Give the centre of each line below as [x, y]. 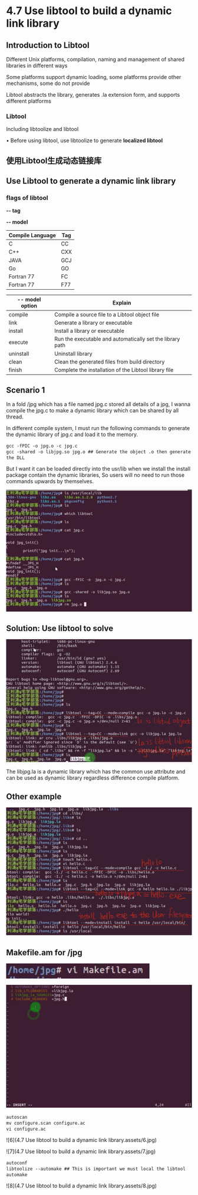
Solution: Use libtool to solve [60, 628]
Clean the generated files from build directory [110, 362]
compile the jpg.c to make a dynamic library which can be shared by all [92, 411]
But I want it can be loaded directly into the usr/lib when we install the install [98, 469]
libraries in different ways [37, 66]
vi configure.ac [26, 1129]
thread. [15, 417]
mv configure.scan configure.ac [46, 1123]
